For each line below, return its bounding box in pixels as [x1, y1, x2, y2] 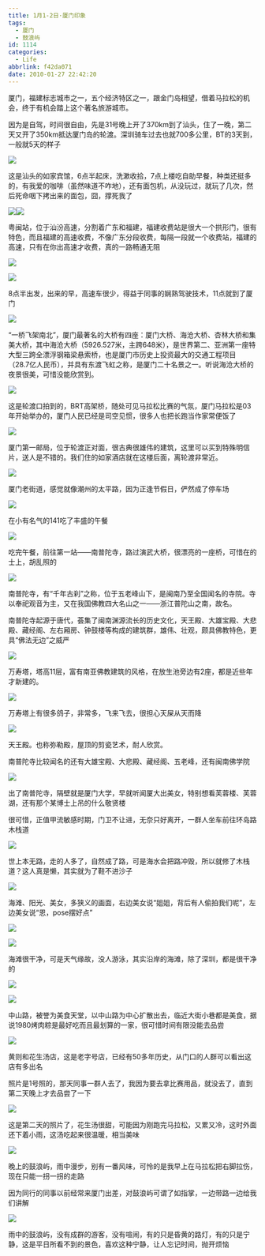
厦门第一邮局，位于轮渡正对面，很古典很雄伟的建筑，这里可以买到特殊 [8, 442, 237, 452]
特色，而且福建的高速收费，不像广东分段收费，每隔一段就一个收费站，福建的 [8, 232, 257, 242]
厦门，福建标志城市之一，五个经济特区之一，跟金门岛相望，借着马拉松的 [8, 92, 243, 103]
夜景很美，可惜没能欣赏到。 [8, 369, 99, 379]
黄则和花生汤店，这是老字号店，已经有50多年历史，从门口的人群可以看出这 [8, 1051, 252, 1061]
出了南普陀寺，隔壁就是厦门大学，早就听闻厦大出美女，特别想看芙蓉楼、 [8, 788, 243, 798]
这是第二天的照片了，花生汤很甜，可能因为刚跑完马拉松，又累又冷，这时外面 [8, 1119, 257, 1130]
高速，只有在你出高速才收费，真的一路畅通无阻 [8, 242, 160, 251]
